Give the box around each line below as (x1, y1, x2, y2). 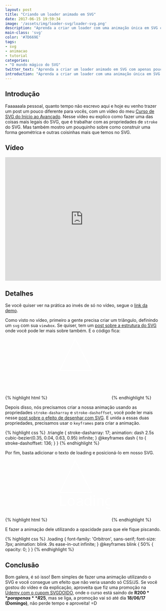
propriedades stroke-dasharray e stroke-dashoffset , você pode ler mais (5, 410, 153, 416)
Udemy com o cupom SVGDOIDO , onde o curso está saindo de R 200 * (5, 590, 150, 596)
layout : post (5, 7, 32, 12)
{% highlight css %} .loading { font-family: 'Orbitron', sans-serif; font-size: (5, 536, 157, 542)
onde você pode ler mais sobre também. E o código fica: (5, 328, 121, 334)
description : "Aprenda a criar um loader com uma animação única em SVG (5, 26, 158, 31)
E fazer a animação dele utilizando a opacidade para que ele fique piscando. (5, 526, 161, 532)
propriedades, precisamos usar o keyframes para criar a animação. (5, 420, 141, 426)
